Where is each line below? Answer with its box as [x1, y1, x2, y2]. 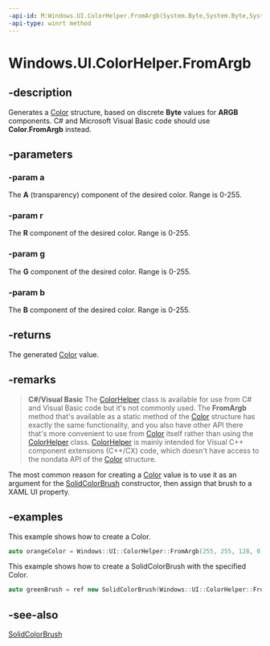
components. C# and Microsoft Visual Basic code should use [8, 116, 211, 125]
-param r [8, 210, 44, 221]
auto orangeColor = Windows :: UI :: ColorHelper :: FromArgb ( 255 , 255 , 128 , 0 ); [8, 547, 268, 555]
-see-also [8, 608, 59, 622]
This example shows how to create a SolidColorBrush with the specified [8, 562, 247, 571]
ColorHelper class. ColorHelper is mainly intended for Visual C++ [27, 437, 243, 446]
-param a [8, 171, 45, 183]
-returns [8, 328, 51, 342]
